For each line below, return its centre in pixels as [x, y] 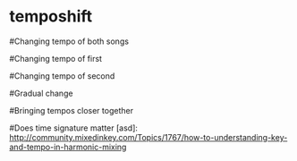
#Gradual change [41, 93]
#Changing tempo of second [62, 76]
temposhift [51, 17]
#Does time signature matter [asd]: [74, 128]
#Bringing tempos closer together [72, 110]
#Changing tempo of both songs [69, 41]
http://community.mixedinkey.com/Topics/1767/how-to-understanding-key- [148, 137]
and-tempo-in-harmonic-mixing [68, 147]
